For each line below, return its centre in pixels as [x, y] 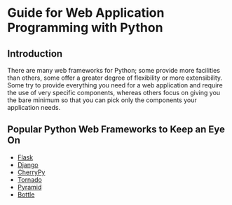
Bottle [26, 195]
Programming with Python [85, 28]
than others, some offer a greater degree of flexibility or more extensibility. [115, 78]
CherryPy [31, 172]
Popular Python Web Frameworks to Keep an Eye [116, 130]
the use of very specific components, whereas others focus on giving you [114, 93]
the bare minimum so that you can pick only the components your [102, 100]
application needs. [34, 107]
